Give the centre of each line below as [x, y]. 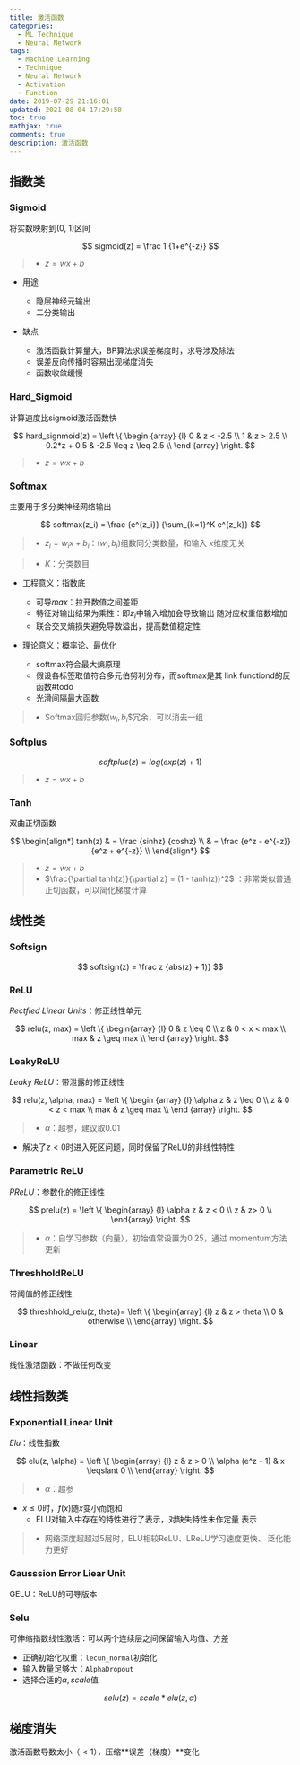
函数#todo [55, 686]
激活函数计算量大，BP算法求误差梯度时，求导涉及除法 [135, 350]
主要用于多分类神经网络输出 [60, 507]
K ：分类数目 [67, 563]
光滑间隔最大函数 [67, 698]
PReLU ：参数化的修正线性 [57, 1192]
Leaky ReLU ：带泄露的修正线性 [67, 1082]
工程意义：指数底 [54, 582]
